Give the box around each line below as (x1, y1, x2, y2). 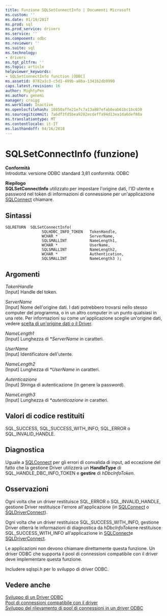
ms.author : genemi (5, 93, 44, 98)
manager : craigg (5, 97, 40, 103)
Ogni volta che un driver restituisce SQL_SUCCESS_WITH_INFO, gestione (5, 519, 159, 525)
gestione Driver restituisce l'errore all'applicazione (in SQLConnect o (5, 504, 149, 510)
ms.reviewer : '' (5, 41, 40, 46)
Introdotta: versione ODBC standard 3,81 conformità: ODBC (5, 170, 129, 177)
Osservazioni (5, 485, 49, 494)
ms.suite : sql (5, 45, 36, 51)
